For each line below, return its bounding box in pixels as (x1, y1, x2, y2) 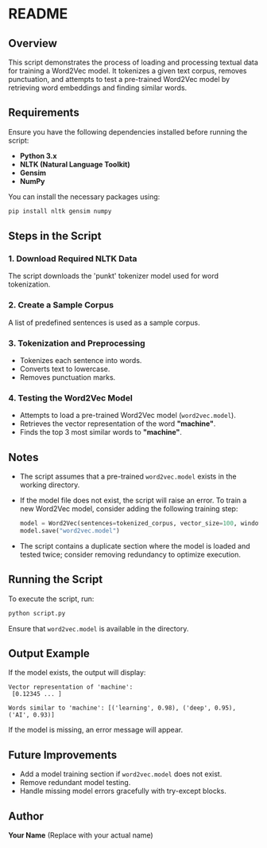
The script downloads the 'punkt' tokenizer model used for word (8, 272, 219, 281)
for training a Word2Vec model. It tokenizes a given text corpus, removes (8, 66, 247, 76)
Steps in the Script (8, 229, 102, 243)
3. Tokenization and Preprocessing (8, 338, 145, 349)
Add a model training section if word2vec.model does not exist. (19, 769, 222, 779)
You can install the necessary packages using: (8, 192, 161, 201)
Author (8, 809, 44, 823)
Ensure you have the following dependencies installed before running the (8, 127, 248, 136)
